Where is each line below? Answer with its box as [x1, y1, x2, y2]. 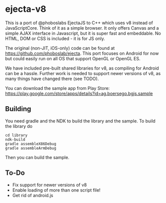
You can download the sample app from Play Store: [5, 85, 110, 91]
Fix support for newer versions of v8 [12, 182, 87, 188]
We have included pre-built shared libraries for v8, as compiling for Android [5, 65, 160, 71]
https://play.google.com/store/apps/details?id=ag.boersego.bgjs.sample [5, 90, 153, 96]
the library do [5, 123, 33, 129]
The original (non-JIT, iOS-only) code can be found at [5, 45, 115, 51]
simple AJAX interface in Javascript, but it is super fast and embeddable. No [5, 30, 161, 36]
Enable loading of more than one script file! [12, 187, 101, 193]
